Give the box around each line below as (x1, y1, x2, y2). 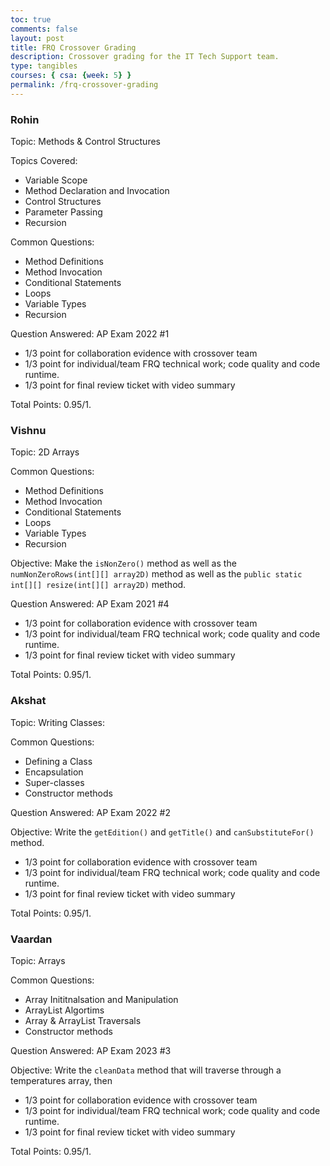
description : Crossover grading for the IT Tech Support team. (10, 52, 280, 62)
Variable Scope (24, 174, 88, 186)
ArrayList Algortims (24, 1004, 105, 1016)
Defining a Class (24, 755, 93, 767)
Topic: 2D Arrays (10, 446, 80, 458)
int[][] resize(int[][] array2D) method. (10, 579, 187, 591)
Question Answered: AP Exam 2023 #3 (10, 1044, 172, 1056)
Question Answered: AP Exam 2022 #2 (10, 806, 171, 818)
